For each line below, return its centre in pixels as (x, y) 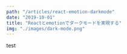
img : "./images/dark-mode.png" (46, 28)
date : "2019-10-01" (31, 17)
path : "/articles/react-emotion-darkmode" (60, 12)
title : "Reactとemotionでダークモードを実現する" (64, 23)
